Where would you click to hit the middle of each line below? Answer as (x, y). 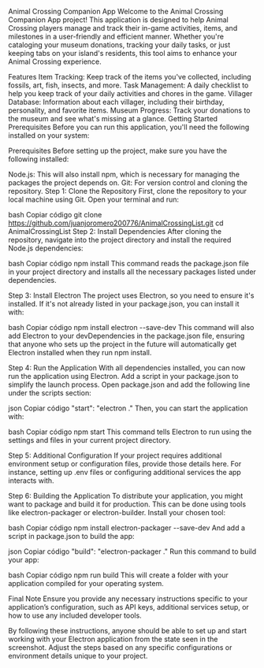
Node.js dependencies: (46, 248)
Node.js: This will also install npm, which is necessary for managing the (124, 174)
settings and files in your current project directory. (90, 440)
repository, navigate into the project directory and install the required (120, 240)
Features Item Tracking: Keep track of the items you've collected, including (130, 77)
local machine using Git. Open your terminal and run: (94, 199)
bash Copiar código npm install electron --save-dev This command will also (131, 327)
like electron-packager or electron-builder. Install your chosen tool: (117, 512)
